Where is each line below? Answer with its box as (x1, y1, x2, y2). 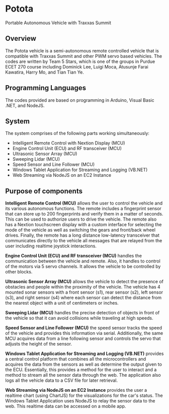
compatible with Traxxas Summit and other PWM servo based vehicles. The (5, 53, 162, 59)
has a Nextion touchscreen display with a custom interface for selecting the (5, 222, 162, 228)
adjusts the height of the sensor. (5, 341, 72, 347)
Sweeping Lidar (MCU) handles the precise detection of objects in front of (5, 310, 160, 316)
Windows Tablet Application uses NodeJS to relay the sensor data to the (5, 398, 155, 404)
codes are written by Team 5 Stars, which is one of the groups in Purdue (5, 58, 155, 64)
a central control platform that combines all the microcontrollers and (5, 356, 146, 362)
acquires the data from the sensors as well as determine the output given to (5, 361, 162, 368)
